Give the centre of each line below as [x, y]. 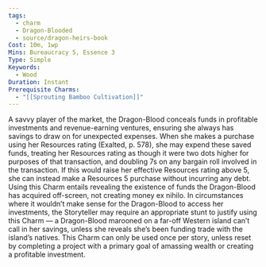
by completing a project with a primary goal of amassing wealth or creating [131, 246]
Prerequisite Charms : [44, 89]
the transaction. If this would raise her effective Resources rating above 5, [129, 170]
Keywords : [25, 68]
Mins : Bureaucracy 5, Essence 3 [62, 52]
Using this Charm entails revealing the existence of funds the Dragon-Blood [132, 187]
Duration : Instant [39, 82]
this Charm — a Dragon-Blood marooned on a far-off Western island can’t [129, 221]
